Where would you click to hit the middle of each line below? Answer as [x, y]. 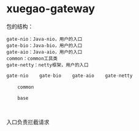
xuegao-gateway [51, 9]
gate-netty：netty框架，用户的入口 [47, 65]
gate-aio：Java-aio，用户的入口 [44, 52]
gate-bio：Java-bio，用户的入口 [44, 45]
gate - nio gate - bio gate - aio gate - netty [69, 76]
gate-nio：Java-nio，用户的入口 [44, 39]
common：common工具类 [32, 58]
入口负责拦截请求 [28, 122]
